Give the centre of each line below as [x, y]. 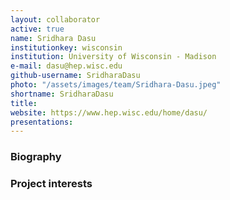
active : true [37, 29]
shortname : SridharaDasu [62, 94]
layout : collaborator [55, 19]
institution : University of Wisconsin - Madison [113, 57]
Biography [36, 157]
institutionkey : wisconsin [66, 47]
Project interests [51, 184]
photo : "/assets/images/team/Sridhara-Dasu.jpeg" [116, 85]
